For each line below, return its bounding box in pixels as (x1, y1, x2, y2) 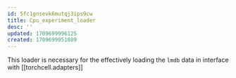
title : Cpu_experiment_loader (7, 17, 97, 24)
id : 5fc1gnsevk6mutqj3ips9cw (7, 10, 93, 18)
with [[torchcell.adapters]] (7, 63, 83, 72)
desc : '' (7, 23, 33, 30)
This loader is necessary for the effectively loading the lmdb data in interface (7, 56, 229, 64)
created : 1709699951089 (7, 37, 77, 44)
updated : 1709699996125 (7, 30, 77, 37)
